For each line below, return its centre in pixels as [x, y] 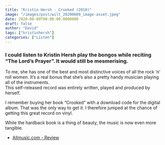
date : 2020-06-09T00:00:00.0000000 [42, 19]
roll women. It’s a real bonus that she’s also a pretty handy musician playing [82, 77]
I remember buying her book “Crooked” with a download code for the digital [82, 103]
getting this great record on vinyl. [39, 113]
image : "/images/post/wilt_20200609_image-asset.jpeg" [63, 14]
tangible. [14, 128]
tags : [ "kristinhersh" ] [30, 33]
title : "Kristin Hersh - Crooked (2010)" [49, 10]
